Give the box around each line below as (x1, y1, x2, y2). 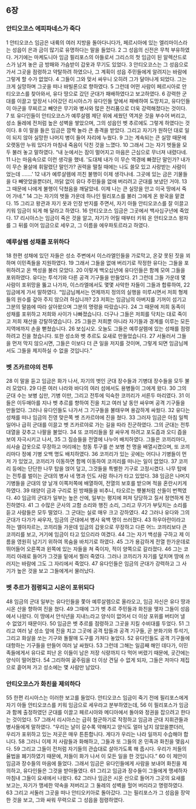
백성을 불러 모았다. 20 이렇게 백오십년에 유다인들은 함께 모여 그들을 (32, 267, 185, 274)
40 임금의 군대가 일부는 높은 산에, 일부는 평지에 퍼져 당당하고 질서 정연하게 (13, 495, 184, 502)
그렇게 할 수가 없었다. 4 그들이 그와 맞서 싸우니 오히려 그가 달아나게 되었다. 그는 (6, 75, 187, 82)
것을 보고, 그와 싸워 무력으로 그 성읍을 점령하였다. (12, 796, 125, 803)
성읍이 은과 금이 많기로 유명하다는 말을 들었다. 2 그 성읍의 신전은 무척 (12, 46, 170, 53)
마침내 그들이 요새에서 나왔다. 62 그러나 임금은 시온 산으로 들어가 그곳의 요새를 (6, 774, 185, 782)
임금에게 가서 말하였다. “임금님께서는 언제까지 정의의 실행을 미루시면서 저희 (6, 288, 177, 295)
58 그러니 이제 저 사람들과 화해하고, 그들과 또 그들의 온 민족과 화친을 (18, 738, 174, 745)
